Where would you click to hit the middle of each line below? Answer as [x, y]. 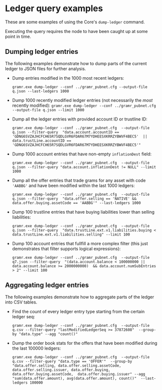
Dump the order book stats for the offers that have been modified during [85, 343]
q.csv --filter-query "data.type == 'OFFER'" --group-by [72, 361]
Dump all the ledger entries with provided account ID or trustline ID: [80, 119]
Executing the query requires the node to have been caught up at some [77, 31]
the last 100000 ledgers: [36, 348]
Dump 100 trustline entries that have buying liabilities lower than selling [83, 212]
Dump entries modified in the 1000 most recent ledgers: [68, 78]
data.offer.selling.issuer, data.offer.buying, [61, 370]
